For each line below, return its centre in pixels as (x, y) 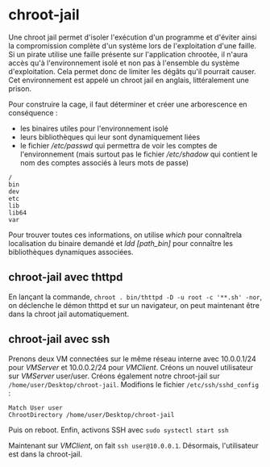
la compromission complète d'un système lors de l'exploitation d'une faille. (132, 45)
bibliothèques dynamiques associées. (71, 252)
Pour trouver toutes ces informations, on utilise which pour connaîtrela (125, 235)
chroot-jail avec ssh (59, 339)
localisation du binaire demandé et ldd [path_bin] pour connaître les (121, 243)
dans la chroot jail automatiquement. (69, 314)
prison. (20, 88)
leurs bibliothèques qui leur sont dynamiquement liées (110, 137)
